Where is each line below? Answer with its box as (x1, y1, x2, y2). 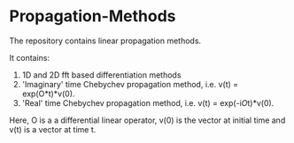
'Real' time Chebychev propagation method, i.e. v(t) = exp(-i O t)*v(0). (21, 97, 275, 108)
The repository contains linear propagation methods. (9, 35, 202, 46)
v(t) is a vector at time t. (9, 124, 97, 134)
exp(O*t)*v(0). (21, 88, 75, 99)
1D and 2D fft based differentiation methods (21, 69, 182, 80)
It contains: (9, 52, 50, 63)
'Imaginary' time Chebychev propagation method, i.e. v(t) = (21, 79, 239, 89)
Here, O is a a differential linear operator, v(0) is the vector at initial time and (9, 115, 286, 125)
